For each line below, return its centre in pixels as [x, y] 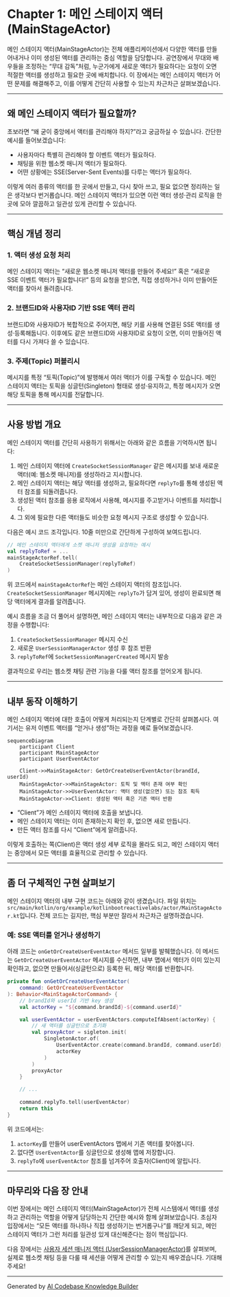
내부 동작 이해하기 [42, 701]
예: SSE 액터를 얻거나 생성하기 [54, 935]
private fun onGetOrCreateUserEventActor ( [68, 982]
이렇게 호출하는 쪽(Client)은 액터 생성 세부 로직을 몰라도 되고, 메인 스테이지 [107, 844]
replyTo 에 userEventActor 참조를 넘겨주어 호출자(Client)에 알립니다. [109, 1161]
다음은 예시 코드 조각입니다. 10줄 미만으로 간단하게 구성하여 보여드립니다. [104, 532]
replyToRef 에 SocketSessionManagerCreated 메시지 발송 [93, 656]
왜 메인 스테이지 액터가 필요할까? [72, 114]
